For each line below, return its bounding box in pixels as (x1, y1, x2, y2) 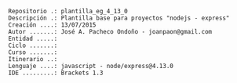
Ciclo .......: (8, 41, 58, 49)
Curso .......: (8, 49, 58, 56)
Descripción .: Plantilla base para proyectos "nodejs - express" (8, 14, 230, 22)
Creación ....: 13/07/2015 (8, 21, 97, 29)
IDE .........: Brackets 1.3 (8, 69, 104, 77)
